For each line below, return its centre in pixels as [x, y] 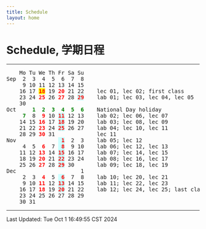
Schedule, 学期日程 [55, 50]
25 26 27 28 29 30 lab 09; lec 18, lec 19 [94, 165]
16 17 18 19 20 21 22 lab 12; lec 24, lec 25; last [104, 190]
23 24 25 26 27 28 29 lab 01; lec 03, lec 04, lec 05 [107, 98]
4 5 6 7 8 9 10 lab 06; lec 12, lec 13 [95, 147]
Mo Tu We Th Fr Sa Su [52, 73]
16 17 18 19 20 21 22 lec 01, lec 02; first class [102, 91]
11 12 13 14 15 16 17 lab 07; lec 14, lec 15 [94, 153]
